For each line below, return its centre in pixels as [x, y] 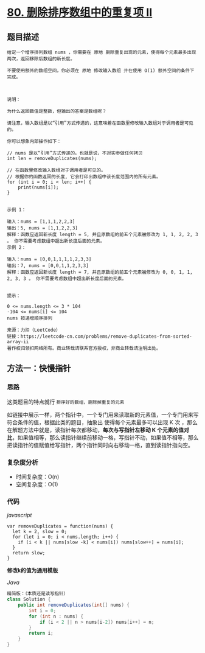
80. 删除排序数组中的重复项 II [80, 12]
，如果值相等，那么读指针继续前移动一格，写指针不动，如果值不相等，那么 [106, 437]
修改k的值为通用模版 [33, 570]
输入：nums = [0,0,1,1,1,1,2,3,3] [49, 259]
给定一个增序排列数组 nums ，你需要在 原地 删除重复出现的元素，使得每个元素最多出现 [102, 52]
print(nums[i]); [39, 187]
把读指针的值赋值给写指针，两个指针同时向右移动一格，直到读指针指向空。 [100, 445]
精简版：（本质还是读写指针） [38, 594]
